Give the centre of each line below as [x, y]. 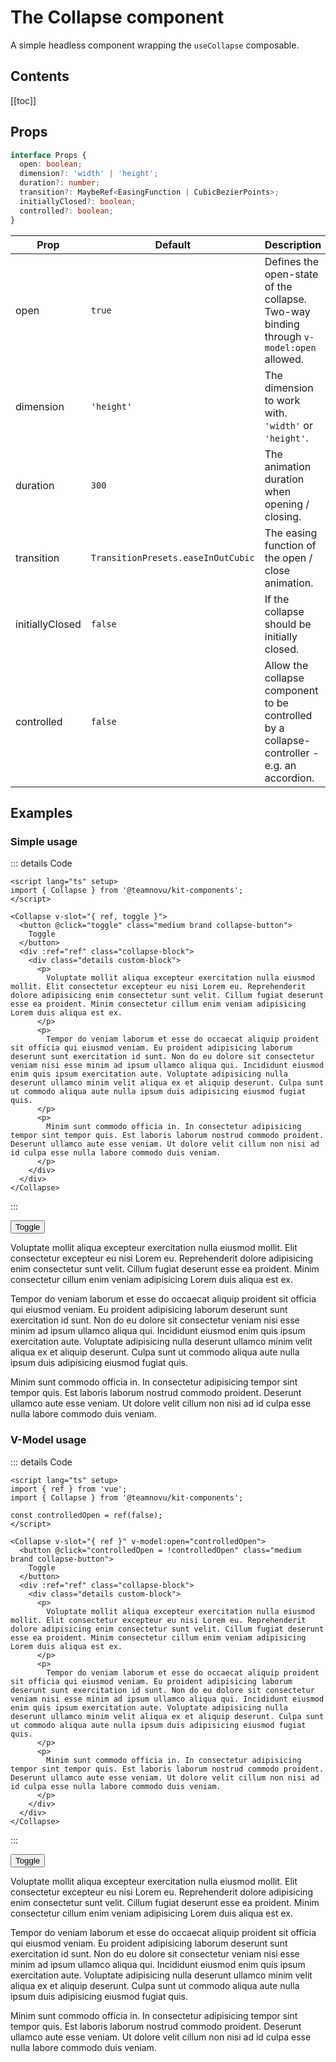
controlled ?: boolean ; [66, 211]
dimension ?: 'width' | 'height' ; [89, 174]
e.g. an [280, 765]
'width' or [288, 425]
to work [282, 400]
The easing [291, 533]
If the [277, 599]
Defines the [291, 261]
